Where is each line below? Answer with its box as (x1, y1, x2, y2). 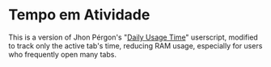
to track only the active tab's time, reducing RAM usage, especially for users (8, 40, 263, 50)
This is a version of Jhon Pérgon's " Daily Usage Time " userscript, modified (8, 32, 259, 42)
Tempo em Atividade (8, 6, 150, 24)
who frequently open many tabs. (8, 49, 117, 59)
